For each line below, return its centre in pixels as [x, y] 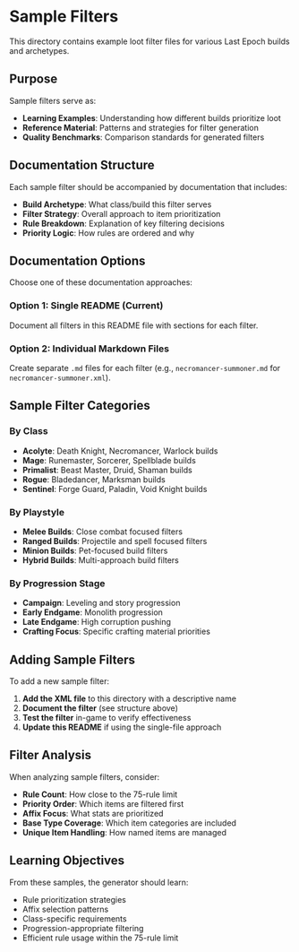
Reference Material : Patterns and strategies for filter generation [141, 127]
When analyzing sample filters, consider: [85, 776]
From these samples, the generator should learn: [99, 882]
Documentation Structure [82, 165]
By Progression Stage [57, 583]
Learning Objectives [67, 861]
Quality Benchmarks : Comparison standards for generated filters [143, 137]
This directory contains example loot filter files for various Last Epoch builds [150, 41]
